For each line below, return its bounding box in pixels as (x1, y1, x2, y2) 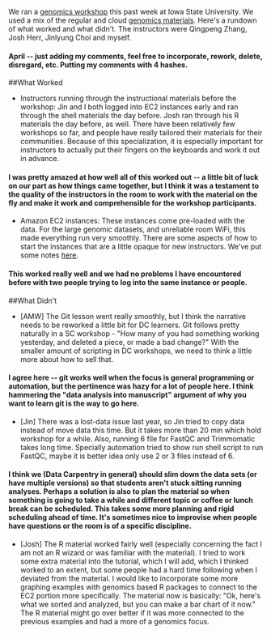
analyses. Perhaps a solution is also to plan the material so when (8, 487, 231, 496)
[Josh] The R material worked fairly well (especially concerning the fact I (19, 539, 263, 549)
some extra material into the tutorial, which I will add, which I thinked (19, 556, 249, 566)
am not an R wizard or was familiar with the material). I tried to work (19, 548, 246, 558)
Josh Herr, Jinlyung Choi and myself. (8, 32, 132, 42)
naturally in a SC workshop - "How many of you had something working (19, 328, 260, 338)
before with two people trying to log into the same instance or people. (8, 278, 248, 287)
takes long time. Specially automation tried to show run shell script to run (19, 442, 264, 452)
